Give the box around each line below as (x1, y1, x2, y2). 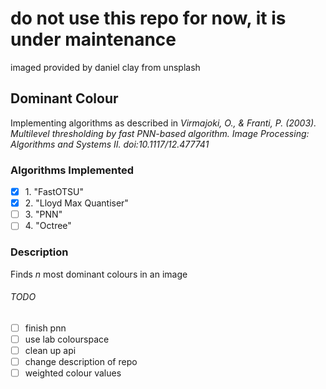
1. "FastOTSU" (24, 186, 84, 198)
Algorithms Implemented (10, 163, 135, 177)
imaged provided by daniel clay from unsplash (10, 61, 201, 73)
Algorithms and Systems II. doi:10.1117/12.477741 (10, 138, 210, 150)
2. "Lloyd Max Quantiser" (24, 197, 129, 209)
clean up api (24, 344, 77, 356)
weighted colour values (24, 367, 122, 379)
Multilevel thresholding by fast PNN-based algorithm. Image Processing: (10, 127, 310, 139)
